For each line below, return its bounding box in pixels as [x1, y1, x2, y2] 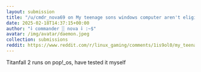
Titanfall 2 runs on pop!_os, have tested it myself [6, 58, 126, 66]
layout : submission [6, 8, 55, 15]
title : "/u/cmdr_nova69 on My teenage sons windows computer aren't [6, 14, 181, 20]
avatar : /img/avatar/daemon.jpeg [6, 31, 90, 37]
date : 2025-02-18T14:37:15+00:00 [6, 20, 90, 26]
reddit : [6, 43, 26, 49]
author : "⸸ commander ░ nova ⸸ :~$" [6, 25, 97, 32]
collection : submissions [6, 37, 68, 43]
